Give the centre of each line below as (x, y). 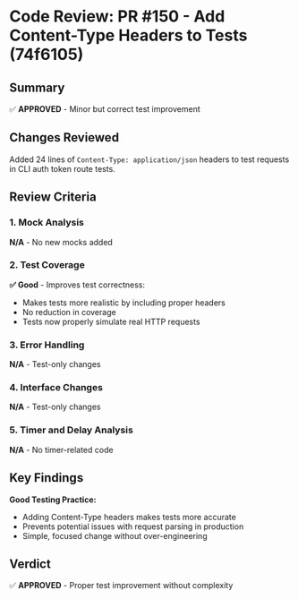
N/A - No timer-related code (61, 449)
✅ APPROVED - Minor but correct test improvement (105, 109)
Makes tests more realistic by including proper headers (123, 303)
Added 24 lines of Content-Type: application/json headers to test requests (149, 159)
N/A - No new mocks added (61, 242)
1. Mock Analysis (47, 223)
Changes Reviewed (64, 137)
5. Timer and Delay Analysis (72, 430)
